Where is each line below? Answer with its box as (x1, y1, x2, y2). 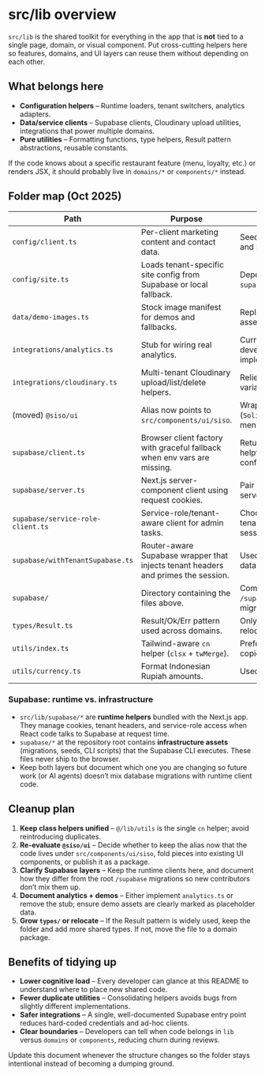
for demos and (140, 311, 196, 322)
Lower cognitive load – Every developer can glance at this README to (19, 976, 249, 986)
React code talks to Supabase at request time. (19, 729, 170, 738)
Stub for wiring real (140, 339, 212, 350)
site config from (140, 269, 200, 280)
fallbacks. (140, 321, 177, 332)
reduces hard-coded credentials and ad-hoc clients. (19, 1018, 190, 1028)
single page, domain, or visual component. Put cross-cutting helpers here (8, 40, 248, 49)
